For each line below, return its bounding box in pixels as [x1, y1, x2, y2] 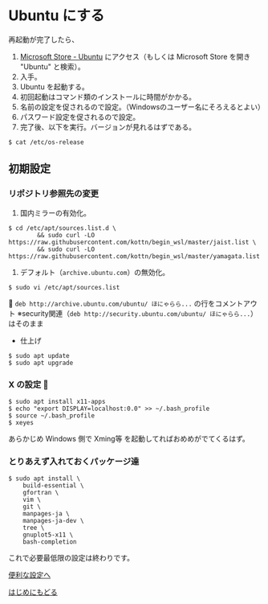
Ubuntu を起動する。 [19, 81, 90, 92]
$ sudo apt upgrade [8, 359, 74, 367]
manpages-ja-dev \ [22, 517, 84, 525]
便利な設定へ [8, 570, 51, 580]
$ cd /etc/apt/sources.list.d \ [8, 224, 116, 232]
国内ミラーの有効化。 [19, 207, 91, 217]
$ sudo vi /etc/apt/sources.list [8, 283, 120, 291]
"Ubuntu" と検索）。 [19, 61, 86, 72]
